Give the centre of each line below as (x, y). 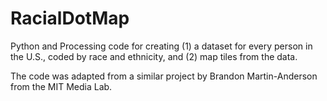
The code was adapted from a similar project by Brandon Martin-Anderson (164, 76)
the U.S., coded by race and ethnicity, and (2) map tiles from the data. (154, 56)
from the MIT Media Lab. (61, 86)
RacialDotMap (70, 18)
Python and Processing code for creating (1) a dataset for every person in (161, 46)
